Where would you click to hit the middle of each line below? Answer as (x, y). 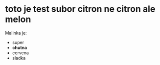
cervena (21, 53)
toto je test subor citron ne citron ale (80, 9)
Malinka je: (16, 33)
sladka (19, 58)
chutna (20, 47)
